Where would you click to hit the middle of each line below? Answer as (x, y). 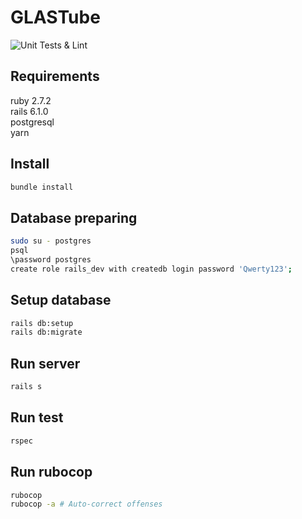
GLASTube (55, 17)
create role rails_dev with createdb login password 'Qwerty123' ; (151, 269)
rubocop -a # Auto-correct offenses (86, 504)
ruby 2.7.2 (31, 100)
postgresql (32, 122)
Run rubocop (51, 472)
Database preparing (74, 217)
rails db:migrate (46, 332)
